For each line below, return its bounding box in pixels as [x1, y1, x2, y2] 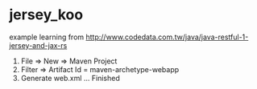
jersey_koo [9, 6, 84, 24]
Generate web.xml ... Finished [20, 73, 120, 83]
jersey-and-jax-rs [9, 40, 68, 50]
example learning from [9, 32, 85, 42]
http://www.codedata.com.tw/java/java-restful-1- [85, 32, 249, 42]
